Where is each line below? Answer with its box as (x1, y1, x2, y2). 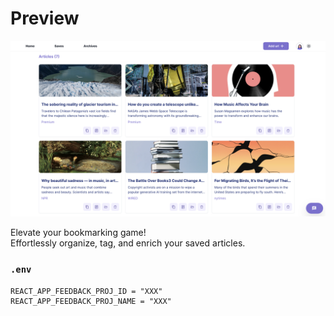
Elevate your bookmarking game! (10, 227, 147, 239)
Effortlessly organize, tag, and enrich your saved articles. (10, 237, 246, 249)
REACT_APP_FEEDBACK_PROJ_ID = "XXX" (10, 286, 163, 296)
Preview (10, 7, 80, 30)
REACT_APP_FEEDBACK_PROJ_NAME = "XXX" (10, 296, 172, 306)
